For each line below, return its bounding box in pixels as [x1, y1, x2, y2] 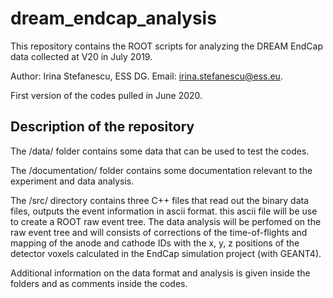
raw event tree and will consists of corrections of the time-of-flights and [10, 226, 308, 238]
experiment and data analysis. [10, 175, 135, 187]
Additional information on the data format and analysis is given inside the [10, 267, 311, 279]
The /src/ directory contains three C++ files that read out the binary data [10, 194, 310, 206]
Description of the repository [10, 118, 195, 136]
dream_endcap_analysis [10, 7, 217, 30]
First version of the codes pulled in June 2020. [10, 89, 203, 101]
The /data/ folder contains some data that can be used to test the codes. [10, 145, 310, 157]
